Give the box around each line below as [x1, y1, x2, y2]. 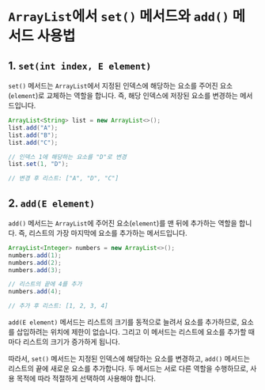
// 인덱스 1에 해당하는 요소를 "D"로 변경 [8, 153, 127, 161]
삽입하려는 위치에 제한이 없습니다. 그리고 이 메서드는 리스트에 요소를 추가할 [16, 328, 247, 337]
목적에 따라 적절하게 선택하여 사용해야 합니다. [16, 373, 157, 384]
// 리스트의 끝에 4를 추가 [8, 280, 82, 289]
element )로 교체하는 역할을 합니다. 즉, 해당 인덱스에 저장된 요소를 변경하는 [10, 91, 239, 100]
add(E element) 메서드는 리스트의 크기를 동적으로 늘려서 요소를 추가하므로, [8, 317, 240, 327]
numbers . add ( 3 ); [8, 266, 62, 274]
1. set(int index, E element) [8, 59, 152, 72]
